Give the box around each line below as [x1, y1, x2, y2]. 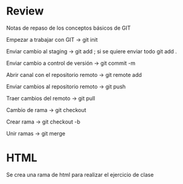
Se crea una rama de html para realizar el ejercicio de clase [6, 171, 154, 178]
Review [6, 4, 44, 18]
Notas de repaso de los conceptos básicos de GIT [6, 24, 131, 31]
